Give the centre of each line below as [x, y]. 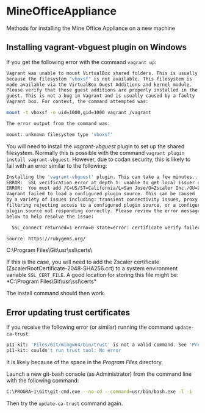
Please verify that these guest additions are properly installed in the [102, 90]
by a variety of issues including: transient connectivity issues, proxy [102, 199]
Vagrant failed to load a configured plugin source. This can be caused [101, 194]
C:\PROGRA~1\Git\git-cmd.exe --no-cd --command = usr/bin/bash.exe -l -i [99, 392]
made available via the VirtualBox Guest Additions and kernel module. [99, 84]
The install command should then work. [56, 293]
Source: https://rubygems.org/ [46, 239]
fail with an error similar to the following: [57, 165]
